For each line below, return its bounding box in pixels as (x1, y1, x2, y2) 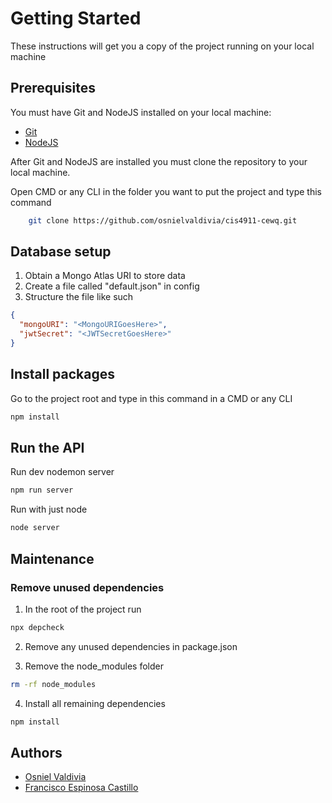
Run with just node (10, 503, 88, 516)
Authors (10, 744, 63, 761)
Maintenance (10, 550, 95, 567)
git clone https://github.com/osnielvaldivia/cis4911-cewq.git (28, 215, 298, 226)
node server (10, 523, 60, 533)
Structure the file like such (24, 291, 134, 303)
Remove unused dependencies (10, 580, 165, 594)
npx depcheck (10, 622, 65, 632)
